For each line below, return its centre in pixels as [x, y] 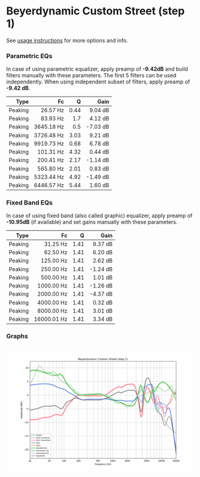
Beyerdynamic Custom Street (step [96, 11]
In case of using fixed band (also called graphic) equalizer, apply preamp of [99, 216]
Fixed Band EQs [29, 202]
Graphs [17, 336]
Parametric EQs [29, 56]
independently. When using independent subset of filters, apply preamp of [98, 82]
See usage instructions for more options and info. [67, 40]
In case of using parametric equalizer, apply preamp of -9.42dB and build [97, 69]
